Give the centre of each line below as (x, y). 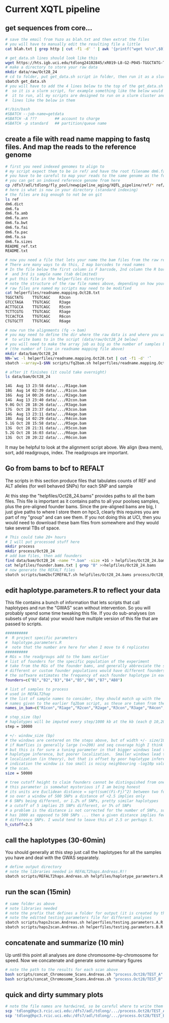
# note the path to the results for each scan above (62, 970)
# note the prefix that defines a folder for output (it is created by (82, 913)
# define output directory (33, 867)
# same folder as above (30, 904)
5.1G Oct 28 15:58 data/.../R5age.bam (46, 423)
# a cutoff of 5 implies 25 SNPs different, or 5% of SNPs (68, 806)
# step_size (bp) (23, 717)
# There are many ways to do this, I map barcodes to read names (75, 265)
